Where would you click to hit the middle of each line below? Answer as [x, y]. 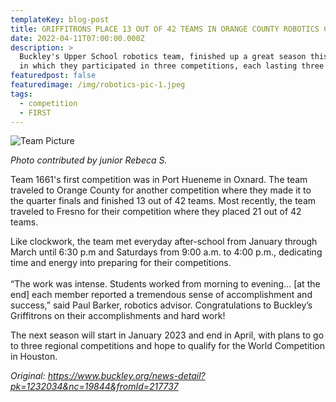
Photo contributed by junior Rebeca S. [89, 160]
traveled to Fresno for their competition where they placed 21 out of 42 [156, 212]
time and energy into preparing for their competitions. [121, 263]
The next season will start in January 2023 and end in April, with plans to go [167, 335]
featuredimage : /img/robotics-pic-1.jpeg [98, 85]
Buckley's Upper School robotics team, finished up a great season [163, 57]
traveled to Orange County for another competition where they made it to [161, 190]
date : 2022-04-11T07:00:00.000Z [77, 38]
